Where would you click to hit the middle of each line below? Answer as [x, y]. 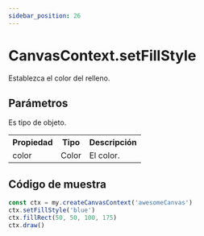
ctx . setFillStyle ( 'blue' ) [52, 210]
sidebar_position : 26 [45, 16]
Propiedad [33, 143]
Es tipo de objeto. [37, 122]
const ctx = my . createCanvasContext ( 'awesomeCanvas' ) [101, 203]
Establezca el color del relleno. [59, 78]
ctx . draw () [27, 225]
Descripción [113, 143]
